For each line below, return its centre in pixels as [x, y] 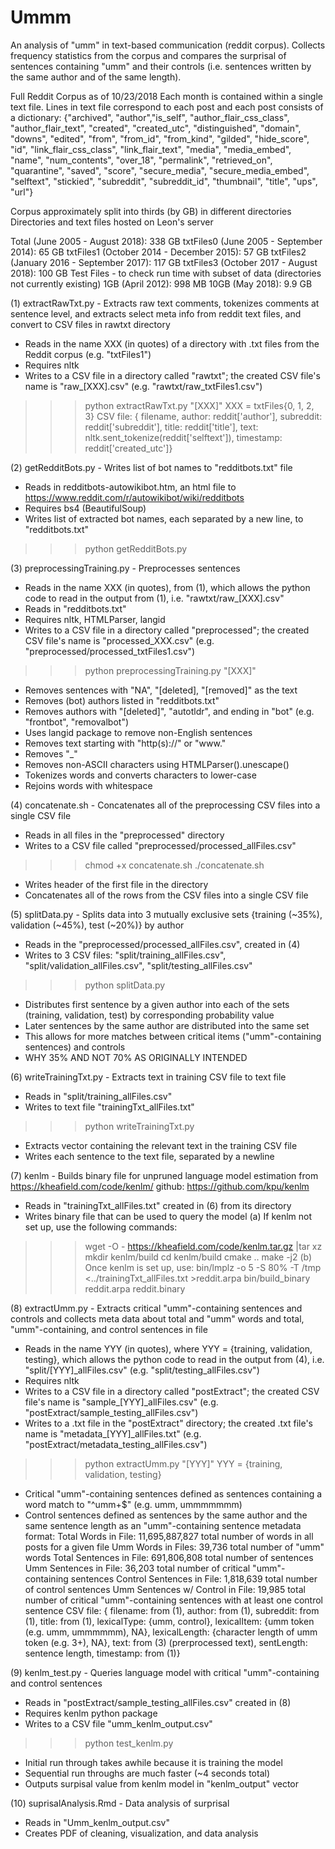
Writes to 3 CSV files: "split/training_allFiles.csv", [125, 955]
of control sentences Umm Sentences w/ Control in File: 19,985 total [165, 1589]
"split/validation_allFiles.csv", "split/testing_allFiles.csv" [138, 965]
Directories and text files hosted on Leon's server [112, 222]
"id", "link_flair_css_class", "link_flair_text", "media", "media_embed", [151, 149]
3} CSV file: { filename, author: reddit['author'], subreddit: [203, 416]
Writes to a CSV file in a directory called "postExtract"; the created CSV [172, 1391]
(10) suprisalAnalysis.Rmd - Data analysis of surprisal [120, 1803]
